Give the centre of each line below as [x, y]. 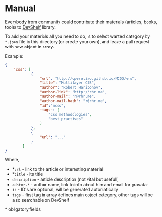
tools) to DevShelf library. [30, 27]
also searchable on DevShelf [41, 200]
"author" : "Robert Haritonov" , [71, 88]
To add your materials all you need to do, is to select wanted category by [78, 36]
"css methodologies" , [70, 114]
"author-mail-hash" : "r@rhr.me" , [73, 101]
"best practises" [66, 119]
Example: [14, 56]
